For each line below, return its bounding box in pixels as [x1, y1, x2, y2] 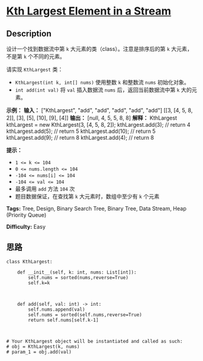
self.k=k [28, 280, 50, 286]
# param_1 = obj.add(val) [6, 349, 72, 355]
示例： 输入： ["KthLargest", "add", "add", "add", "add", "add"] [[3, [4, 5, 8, [6, 107, 193, 113]
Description [6, 29, 52, 39]
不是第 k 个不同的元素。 [6, 53, 65, 60]
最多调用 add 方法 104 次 [15, 185, 75, 192]
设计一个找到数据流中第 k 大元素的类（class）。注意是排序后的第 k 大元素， [6, 46, 193, 52]
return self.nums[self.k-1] [28, 317, 99, 323]
